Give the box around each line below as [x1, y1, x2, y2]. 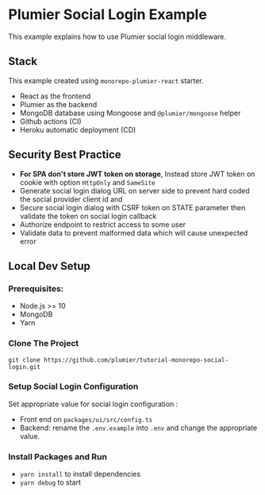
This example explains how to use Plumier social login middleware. [8, 32, 226, 41]
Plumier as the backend [19, 99, 98, 109]
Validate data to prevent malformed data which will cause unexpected [19, 228, 248, 237]
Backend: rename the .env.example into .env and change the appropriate [19, 423, 258, 432]
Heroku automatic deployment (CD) [19, 125, 136, 134]
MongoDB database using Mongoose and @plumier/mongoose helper [19, 108, 241, 117]
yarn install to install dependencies [19, 470, 141, 479]
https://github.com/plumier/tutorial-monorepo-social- [43, 355, 229, 364]
